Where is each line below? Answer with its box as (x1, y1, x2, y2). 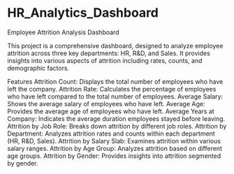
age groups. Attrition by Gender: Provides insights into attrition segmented (7, 152, 221, 160)
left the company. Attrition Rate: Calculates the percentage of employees (7, 85, 217, 93)
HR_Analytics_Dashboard (7, 5, 159, 21)
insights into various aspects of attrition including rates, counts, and (7, 56, 203, 64)
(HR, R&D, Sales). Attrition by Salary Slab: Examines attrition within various (7, 136, 221, 145)
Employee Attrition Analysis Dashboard (7, 28, 119, 36)
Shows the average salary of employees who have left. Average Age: (7, 99, 205, 108)
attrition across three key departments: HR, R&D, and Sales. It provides (7, 49, 211, 57)
